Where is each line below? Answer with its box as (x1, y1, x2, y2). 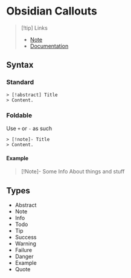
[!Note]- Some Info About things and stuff (21, 168, 125, 175)
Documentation (30, 42, 69, 50)
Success (14, 233, 37, 241)
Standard (6, 78, 34, 86)
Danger (14, 253, 34, 260)
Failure (14, 246, 32, 253)
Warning (14, 240, 36, 247)
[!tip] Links (21, 24, 48, 31)
